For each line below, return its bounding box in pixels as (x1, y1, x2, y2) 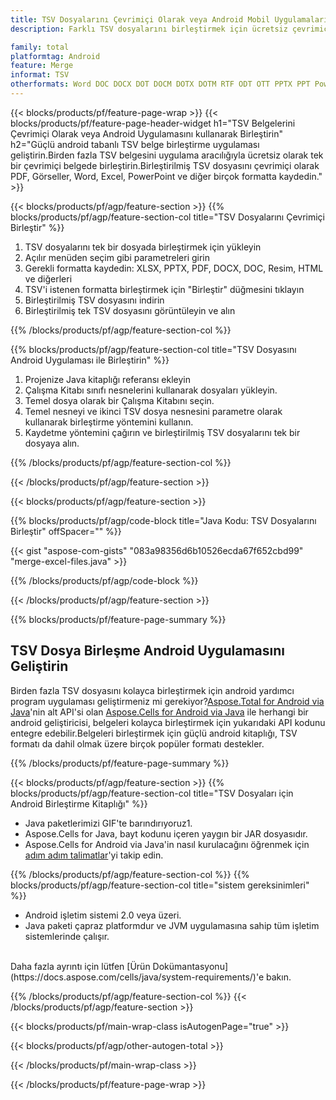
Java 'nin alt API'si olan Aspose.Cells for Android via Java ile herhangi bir (10, 706, 309, 718)
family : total (10, 42, 70, 52)
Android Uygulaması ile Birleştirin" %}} (10, 354, 170, 366)
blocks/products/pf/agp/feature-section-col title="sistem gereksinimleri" (10, 879, 310, 891)
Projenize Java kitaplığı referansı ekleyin (24, 373, 192, 385)
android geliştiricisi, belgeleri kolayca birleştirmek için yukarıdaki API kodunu (10, 716, 326, 728)
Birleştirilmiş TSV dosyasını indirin (24, 294, 165, 306)
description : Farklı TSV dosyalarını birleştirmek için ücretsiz (10, 24, 288, 34)
